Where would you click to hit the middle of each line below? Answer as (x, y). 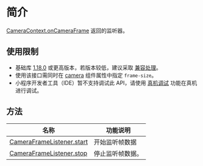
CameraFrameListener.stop (48, 153)
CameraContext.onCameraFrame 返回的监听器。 (67, 31)
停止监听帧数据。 (118, 153)
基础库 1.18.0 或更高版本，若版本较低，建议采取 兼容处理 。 (88, 67)
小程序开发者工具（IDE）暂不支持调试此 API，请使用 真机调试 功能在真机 (106, 82)
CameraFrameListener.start (49, 142)
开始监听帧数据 (115, 142)
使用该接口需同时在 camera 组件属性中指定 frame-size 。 (86, 75)
